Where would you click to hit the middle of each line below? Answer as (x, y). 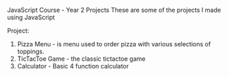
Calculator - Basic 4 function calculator (73, 66)
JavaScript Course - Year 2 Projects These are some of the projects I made (114, 10)
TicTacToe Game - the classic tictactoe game (81, 59)
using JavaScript (31, 17)
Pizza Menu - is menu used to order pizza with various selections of (114, 44)
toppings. (31, 51)
